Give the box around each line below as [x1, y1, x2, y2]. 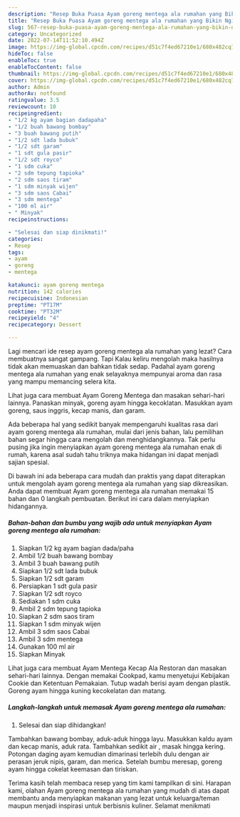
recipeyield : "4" [8, 314, 60, 322]
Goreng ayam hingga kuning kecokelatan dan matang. [8, 686, 167, 695]
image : [8, 43, 28, 51]
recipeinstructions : [8, 216, 70, 223]
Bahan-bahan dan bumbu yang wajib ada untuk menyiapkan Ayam [8, 518, 212, 527]
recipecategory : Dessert [8, 322, 82, 329]
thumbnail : [8, 70, 41, 77]
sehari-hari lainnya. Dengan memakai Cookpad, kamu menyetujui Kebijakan [8, 671, 230, 679]
